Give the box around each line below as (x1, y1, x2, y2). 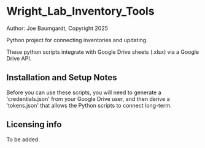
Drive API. (6, 54, 32, 62)
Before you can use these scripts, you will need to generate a (6, 89, 161, 96)
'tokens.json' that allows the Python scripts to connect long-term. (6, 102, 172, 109)
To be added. (6, 136, 40, 143)
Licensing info (6, 119, 62, 130)
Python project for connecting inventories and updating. (6, 36, 149, 43)
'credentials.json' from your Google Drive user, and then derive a (6, 95, 170, 102)
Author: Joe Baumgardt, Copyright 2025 (6, 24, 109, 32)
